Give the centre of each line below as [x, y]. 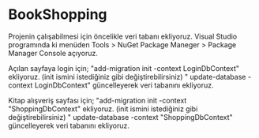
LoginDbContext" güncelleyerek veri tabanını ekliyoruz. [124, 85]
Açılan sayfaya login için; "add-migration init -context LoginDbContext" [124, 68]
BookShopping [58, 15]
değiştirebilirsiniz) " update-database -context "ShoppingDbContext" [120, 117]
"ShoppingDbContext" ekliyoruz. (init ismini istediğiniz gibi [103, 109]
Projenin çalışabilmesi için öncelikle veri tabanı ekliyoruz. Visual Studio [123, 36]
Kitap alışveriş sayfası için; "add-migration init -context [98, 100]
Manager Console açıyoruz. [53, 53]
